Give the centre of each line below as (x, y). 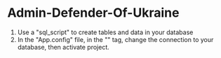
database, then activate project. (63, 47)
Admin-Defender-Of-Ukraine (93, 13)
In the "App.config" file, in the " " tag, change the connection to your (115, 39)
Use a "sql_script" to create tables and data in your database (105, 32)
